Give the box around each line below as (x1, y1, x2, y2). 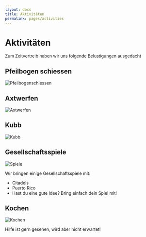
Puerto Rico (12, 185, 36, 191)
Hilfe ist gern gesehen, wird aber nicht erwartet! (5, 226, 101, 232)
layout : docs (5, 7, 32, 12)
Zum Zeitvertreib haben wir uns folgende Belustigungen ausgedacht (5, 53, 142, 59)
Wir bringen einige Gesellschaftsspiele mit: (5, 170, 91, 176)
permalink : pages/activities (5, 16, 64, 21)
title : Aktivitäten (5, 12, 45, 17)
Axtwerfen (5, 94, 38, 102)
